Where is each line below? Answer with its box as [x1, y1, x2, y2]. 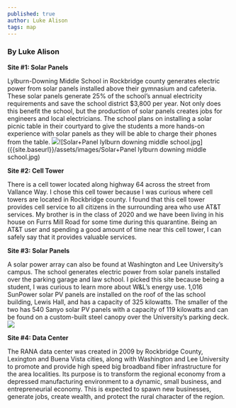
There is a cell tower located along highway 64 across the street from [7, 180, 210, 188]
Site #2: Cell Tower [7, 166, 64, 175]
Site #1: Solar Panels [7, 63, 69, 71]
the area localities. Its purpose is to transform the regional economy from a [7, 369, 226, 378]
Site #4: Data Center [7, 333, 69, 342]
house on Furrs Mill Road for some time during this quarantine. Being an [7, 217, 218, 226]
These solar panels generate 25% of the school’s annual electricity [7, 91, 203, 100]
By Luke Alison [7, 47, 60, 57]
